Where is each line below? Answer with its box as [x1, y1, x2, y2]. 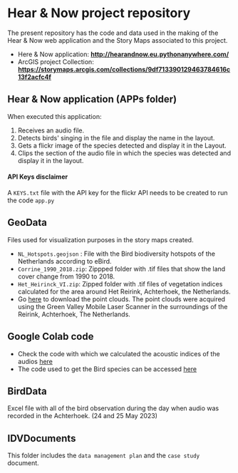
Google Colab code [7, 331, 94, 343]
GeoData [7, 217, 48, 229]
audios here [17, 357, 53, 365]
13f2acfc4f [17, 73, 52, 81]
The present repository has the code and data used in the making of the [7, 28, 219, 37]
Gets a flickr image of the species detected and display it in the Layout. [17, 141, 227, 150]
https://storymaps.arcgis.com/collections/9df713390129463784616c [17, 65, 231, 73]
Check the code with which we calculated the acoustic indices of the [17, 349, 220, 358]
